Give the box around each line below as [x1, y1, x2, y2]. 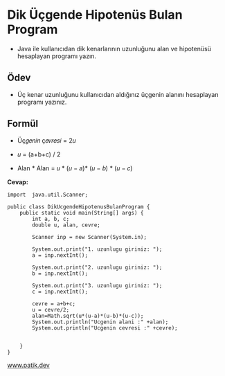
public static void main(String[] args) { [19, 209, 144, 216]
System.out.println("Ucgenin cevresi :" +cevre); [32, 324, 178, 332]
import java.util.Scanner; [7, 191, 89, 198]
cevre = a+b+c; [32, 300, 76, 307]
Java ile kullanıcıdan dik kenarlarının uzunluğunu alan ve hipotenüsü [17, 44, 211, 53]
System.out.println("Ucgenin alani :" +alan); [32, 319, 169, 325]
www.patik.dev [7, 361, 50, 369]
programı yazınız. [17, 98, 67, 106]
